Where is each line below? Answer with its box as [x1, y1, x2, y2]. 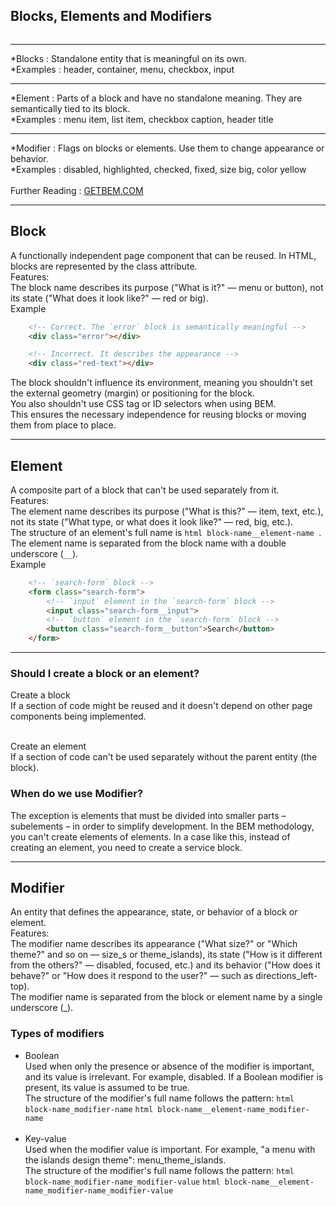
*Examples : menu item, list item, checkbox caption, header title [10, 113, 274, 125]
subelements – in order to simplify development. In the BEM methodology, [10, 820, 315, 832]
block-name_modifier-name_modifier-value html [24, 1177, 221, 1187]
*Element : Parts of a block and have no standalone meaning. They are [10, 92, 303, 104]
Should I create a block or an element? [10, 666, 200, 680]
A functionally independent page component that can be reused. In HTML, [10, 249, 317, 261]
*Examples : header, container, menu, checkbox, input [10, 63, 235, 75]
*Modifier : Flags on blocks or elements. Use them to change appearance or [10, 142, 325, 154]
